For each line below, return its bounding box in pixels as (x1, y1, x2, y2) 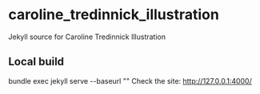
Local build (8, 55, 65, 69)
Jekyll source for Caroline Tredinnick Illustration (8, 32, 166, 41)
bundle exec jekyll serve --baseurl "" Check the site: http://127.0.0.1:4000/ (8, 76, 252, 85)
